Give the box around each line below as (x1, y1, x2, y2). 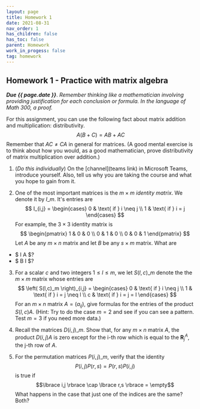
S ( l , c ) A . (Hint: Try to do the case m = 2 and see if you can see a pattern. (14, 308, 195, 316)
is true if (14, 372, 36, 379)
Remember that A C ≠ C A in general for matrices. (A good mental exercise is (6, 141, 193, 148)
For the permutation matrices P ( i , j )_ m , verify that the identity (14, 353, 165, 360)
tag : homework (6, 53, 42, 59)
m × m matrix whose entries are (14, 275, 93, 283)
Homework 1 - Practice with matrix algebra (6, 75, 169, 86)
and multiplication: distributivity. (6, 122, 85, 129)
